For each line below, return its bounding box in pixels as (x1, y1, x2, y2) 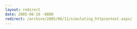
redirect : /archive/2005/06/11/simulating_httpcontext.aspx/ (5, 16, 133, 21)
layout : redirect (5, 7, 41, 12)
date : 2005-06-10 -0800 (5, 12, 54, 17)
